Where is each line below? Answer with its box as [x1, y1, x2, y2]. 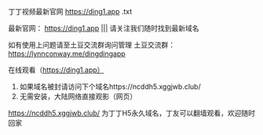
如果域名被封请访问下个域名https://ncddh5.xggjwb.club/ [19, 82, 202, 91]
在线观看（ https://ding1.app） [8, 65, 104, 75]
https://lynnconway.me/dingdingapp [8, 49, 126, 58]
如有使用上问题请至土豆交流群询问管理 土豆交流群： [8, 40, 175, 49]
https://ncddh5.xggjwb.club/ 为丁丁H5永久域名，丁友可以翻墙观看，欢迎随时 [8, 108, 256, 118]
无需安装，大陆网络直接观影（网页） [19, 92, 137, 100]
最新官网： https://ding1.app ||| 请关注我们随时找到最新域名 [8, 24, 199, 33]
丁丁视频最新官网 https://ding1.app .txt [8, 7, 133, 16]
